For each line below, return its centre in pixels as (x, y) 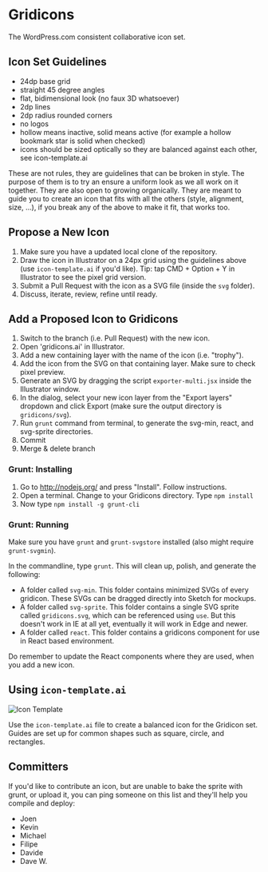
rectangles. (27, 742)
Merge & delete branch (57, 448)
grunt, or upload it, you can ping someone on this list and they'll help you (128, 794)
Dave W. (33, 861)
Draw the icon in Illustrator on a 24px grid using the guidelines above (133, 260)
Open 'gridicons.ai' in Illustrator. (72, 347)
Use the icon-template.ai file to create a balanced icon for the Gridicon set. (133, 724)
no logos (34, 123)
